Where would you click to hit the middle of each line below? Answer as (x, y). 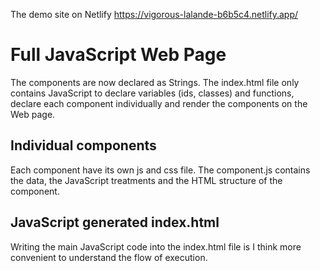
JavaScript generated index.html (115, 222)
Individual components (83, 145)
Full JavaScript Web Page (118, 55)
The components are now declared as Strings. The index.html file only (155, 82)
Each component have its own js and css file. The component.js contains (160, 170)
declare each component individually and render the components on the (159, 103)
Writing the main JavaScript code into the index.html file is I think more (156, 246)
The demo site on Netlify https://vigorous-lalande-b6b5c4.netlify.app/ (154, 14)
